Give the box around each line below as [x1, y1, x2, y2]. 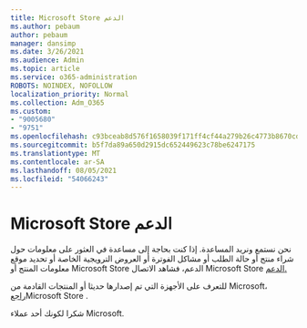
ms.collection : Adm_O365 [10, 97, 105, 108]
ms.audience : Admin [10, 56, 85, 65]
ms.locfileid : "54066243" [10, 174, 108, 183]
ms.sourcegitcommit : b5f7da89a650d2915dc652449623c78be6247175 [10, 140, 256, 149]
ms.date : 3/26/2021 [10, 47, 85, 56]
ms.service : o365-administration [10, 73, 138, 82]
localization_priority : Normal [10, 89, 129, 98]
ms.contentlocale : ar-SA [10, 157, 105, 167]
